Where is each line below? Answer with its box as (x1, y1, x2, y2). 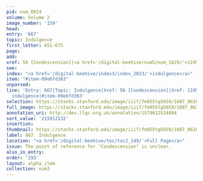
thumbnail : (6, 127, 34, 133)
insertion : (6, 121, 34, 127)
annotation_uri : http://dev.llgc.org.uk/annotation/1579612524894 (6, 110, 177, 116)
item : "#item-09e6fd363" (6, 76, 69, 82)
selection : (6, 98, 34, 104)
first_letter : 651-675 (6, 43, 63, 49)
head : (6, 25, 20, 32)
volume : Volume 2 (6, 14, 50, 21)
